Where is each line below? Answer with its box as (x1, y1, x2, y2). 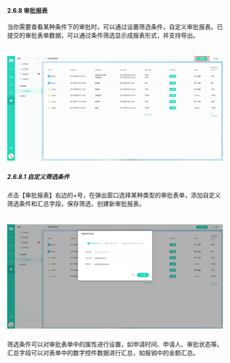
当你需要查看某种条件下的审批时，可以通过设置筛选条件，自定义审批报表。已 (7, 23, 223, 31)
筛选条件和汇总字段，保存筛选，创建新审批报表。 (7, 199, 145, 208)
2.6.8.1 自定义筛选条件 (7, 172, 70, 180)
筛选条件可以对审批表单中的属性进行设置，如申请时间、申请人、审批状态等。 (7, 340, 223, 348)
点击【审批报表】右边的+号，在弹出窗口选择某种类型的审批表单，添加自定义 (7, 191, 221, 199)
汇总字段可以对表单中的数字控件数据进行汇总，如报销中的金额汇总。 (7, 349, 199, 357)
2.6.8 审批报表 (7, 6, 48, 14)
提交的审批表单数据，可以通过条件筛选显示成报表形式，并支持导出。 (7, 31, 199, 40)
